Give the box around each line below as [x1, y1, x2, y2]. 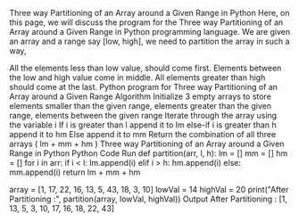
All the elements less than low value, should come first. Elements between [9, 62, 282, 73]
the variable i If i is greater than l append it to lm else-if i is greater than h [9, 119, 277, 130]
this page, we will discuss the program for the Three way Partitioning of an [9, 17, 284, 28]
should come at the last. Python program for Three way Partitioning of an [9, 82, 278, 92]
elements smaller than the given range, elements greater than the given [9, 101, 272, 111]
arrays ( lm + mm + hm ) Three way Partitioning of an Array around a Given [9, 138, 285, 149]
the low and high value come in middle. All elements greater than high [9, 72, 266, 83]
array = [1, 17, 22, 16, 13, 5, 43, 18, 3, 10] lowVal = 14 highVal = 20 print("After [9, 185, 289, 194]
